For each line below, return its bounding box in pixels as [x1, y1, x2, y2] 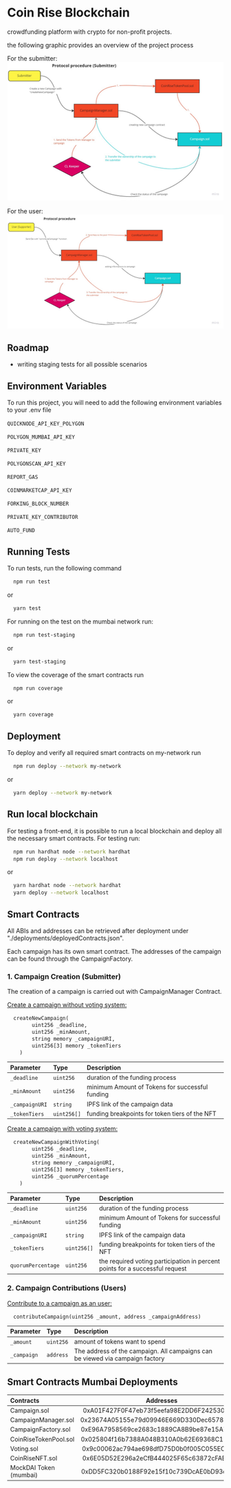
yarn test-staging [13, 658, 67, 665]
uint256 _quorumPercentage [32, 1173, 109, 1180]
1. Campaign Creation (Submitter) [7, 972, 122, 981]
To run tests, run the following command [7, 564, 122, 573]
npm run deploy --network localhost [13, 855, 118, 862]
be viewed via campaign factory [74, 1354, 165, 1362]
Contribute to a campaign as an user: [7, 1299, 112, 1307]
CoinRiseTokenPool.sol [10, 1435, 75, 1443]
